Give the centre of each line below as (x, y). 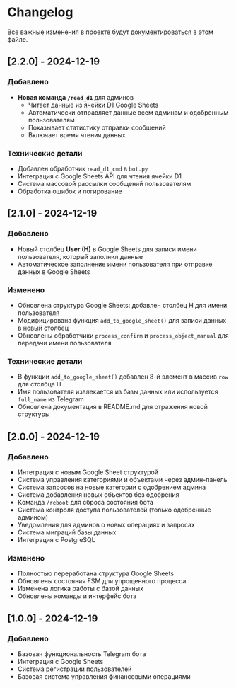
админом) (33, 517)
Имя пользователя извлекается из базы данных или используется (118, 392)
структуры (34, 414)
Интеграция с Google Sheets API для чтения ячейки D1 (100, 176)
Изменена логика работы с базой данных (80, 589)
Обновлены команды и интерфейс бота (77, 596)
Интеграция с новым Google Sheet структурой (88, 472)
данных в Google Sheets (54, 271)
